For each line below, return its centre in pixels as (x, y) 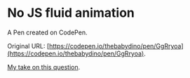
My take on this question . (44, 67)
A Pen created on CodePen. (47, 32)
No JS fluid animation (71, 13)
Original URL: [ (28, 46)
